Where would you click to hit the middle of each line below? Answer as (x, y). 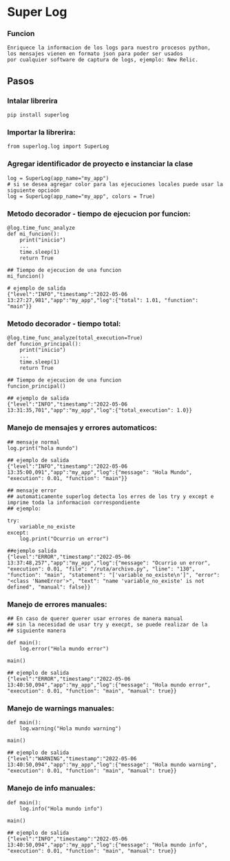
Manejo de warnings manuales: (61, 708)
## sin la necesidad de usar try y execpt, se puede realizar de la (107, 624)
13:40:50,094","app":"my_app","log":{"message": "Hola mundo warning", (112, 765)
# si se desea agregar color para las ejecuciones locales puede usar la (115, 184)
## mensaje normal (33, 442)
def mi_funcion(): (33, 234)
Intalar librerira (33, 101)
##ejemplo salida (32, 551)
